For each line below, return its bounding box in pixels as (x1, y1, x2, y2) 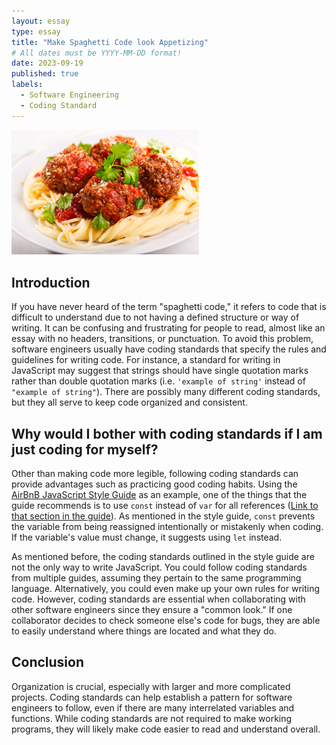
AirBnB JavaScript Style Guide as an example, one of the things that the (11, 489, 308, 501)
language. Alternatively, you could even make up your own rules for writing (11, 583, 321, 595)
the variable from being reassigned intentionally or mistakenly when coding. (11, 521, 324, 533)
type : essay (11, 26, 61, 37)
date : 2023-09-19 (11, 58, 84, 69)
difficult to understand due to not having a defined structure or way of (11, 311, 300, 324)
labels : (11, 80, 44, 90)
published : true (11, 69, 79, 79)
